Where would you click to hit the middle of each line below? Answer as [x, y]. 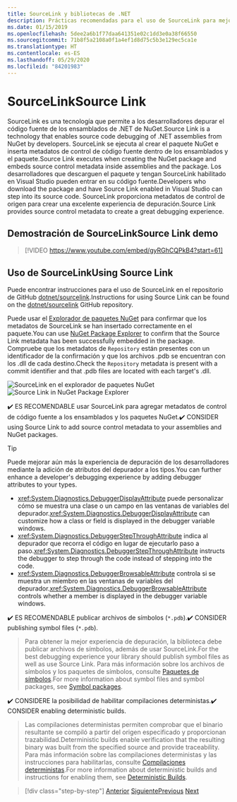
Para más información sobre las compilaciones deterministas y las [121, 755]
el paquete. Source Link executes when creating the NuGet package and [112, 158]
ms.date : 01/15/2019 [38, 27]
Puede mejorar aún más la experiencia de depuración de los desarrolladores [118, 462]
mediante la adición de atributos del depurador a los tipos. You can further [115, 470]
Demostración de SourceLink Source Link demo [113, 233]
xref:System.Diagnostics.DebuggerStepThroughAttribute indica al [113, 536]
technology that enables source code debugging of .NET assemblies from [115, 136]
